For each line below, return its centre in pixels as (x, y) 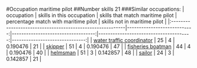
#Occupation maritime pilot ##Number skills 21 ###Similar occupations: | (95, 9)
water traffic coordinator (123, 40)
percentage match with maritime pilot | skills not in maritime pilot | (86, 21)
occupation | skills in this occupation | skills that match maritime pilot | (92, 15)
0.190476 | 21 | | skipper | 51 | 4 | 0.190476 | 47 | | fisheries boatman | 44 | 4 (98, 46)
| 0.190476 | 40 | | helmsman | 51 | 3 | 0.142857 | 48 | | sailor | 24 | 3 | (90, 52)
